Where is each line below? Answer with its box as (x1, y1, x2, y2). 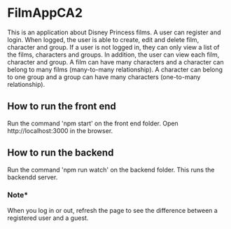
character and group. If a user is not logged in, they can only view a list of (7, 43, 220, 51)
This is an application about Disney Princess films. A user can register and (7, 28, 222, 36)
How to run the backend (7, 147, 114, 159)
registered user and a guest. (7, 214, 89, 222)
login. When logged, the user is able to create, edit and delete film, (7, 35, 199, 43)
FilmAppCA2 (7, 5, 83, 21)
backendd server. (7, 173, 58, 181)
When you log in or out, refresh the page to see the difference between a (7, 206, 218, 214)
